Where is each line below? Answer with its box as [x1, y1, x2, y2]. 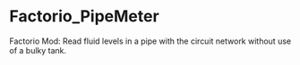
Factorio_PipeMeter [9, 6, 159, 27]
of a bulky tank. [9, 45, 67, 55]
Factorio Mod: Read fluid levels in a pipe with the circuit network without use [9, 36, 292, 46]
